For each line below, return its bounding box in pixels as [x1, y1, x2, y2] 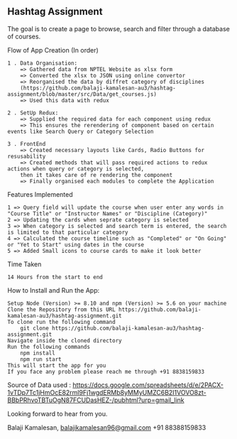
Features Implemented [7, 190, 73, 198]
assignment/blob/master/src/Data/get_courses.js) [7, 90, 158, 98]
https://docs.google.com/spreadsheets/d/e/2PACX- [72, 380, 224, 389]
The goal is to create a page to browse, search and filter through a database [7, 24, 231, 33]
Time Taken [7, 259, 42, 269]
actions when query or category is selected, [7, 165, 144, 173]
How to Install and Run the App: [7, 286, 100, 294]
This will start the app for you [7, 362, 106, 369]
